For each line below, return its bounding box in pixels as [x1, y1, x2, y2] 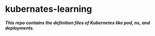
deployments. [5, 25, 35, 31]
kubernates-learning [5, 3, 92, 15]
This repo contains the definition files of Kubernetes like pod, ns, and [5, 20, 151, 26]
